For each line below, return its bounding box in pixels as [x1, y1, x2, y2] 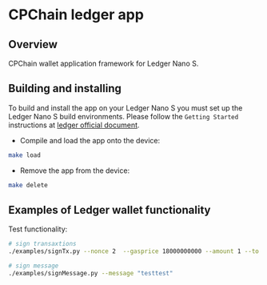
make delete [8, 181, 48, 189]
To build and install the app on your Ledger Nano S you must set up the [8, 102, 243, 113]
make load [8, 151, 42, 159]
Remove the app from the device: [19, 166, 130, 175]
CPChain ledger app [8, 6, 144, 24]
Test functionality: [8, 224, 68, 234]
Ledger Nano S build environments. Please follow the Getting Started [8, 111, 239, 121]
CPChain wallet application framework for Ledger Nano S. [8, 58, 199, 68]
